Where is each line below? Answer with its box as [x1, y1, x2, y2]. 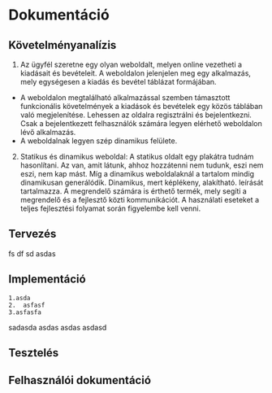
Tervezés [8, 227, 57, 241]
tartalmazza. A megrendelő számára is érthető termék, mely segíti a [19, 186, 248, 196]
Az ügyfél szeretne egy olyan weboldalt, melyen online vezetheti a [19, 59, 242, 69]
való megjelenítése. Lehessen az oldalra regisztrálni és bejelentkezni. [19, 110, 252, 120]
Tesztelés [8, 346, 59, 360]
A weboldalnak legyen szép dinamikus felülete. [19, 136, 178, 146]
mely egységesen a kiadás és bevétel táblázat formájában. [19, 77, 217, 86]
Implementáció [8, 273, 87, 286]
